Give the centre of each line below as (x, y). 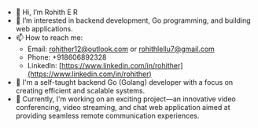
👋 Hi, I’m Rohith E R (47, 12)
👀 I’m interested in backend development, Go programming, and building (133, 20)
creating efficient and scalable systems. (80, 91)
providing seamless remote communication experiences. (107, 115)
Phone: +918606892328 (67, 57)
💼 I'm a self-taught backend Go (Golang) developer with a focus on (124, 82)
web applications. (44, 29)
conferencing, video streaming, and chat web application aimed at (123, 107)
